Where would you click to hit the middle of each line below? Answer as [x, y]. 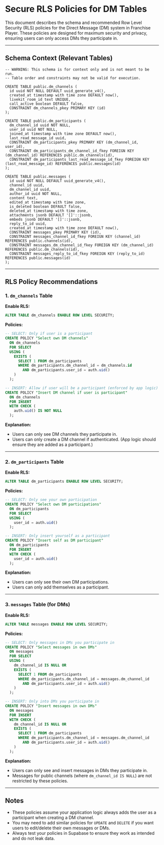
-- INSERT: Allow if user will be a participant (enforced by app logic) [82, 388]
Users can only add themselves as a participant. [61, 587]
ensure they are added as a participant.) [52, 445]
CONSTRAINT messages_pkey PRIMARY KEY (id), [55, 232]
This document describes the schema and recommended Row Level [74, 23]
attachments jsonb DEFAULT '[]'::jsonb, [51, 215]
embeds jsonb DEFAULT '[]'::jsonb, [46, 219]
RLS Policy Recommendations [51, 282]
